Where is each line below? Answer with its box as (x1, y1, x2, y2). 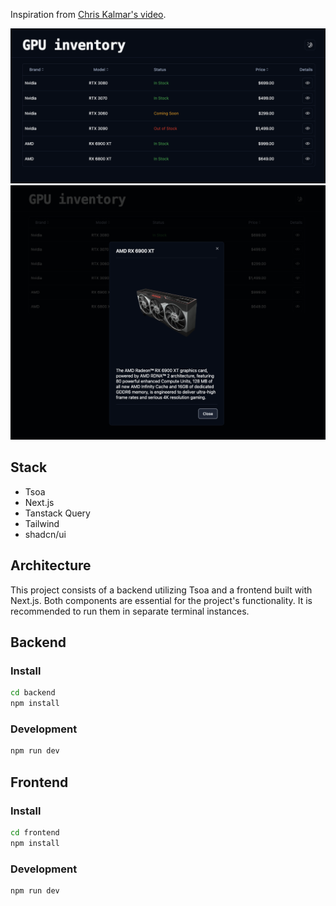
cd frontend (10, 828, 60, 838)
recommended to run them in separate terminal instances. (10, 605, 250, 617)
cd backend (10, 688, 56, 698)
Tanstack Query (24, 507, 91, 519)
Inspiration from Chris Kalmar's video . (10, 9, 167, 20)
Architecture (10, 557, 92, 574)
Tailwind (24, 517, 60, 529)
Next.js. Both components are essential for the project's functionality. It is (10, 594, 313, 606)
